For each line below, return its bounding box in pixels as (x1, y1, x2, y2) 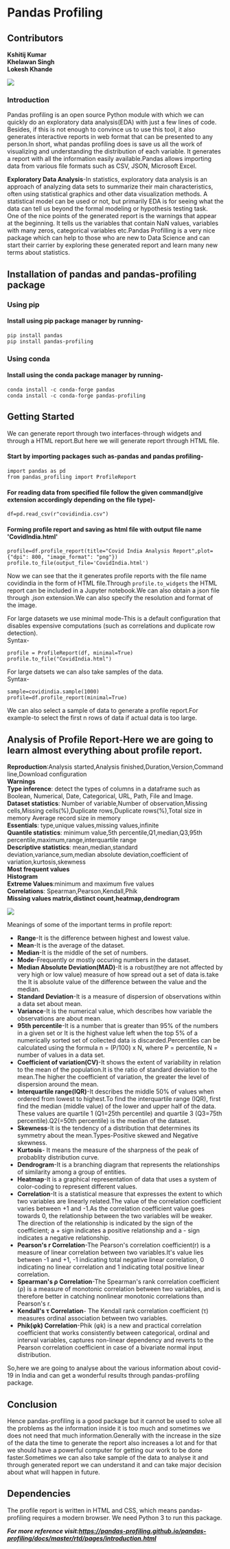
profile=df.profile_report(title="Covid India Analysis (7, 548, 170, 555)
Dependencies (7, 1488, 71, 1499)
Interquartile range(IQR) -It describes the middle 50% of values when (16, 1087, 214, 1096)
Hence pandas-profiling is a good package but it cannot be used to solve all (7, 1416, 222, 1425)
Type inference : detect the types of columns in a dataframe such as (7, 784, 200, 793)
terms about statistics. (7, 248, 70, 257)
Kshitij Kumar (7, 50, 47, 58)
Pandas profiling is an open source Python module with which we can (7, 111, 205, 119)
